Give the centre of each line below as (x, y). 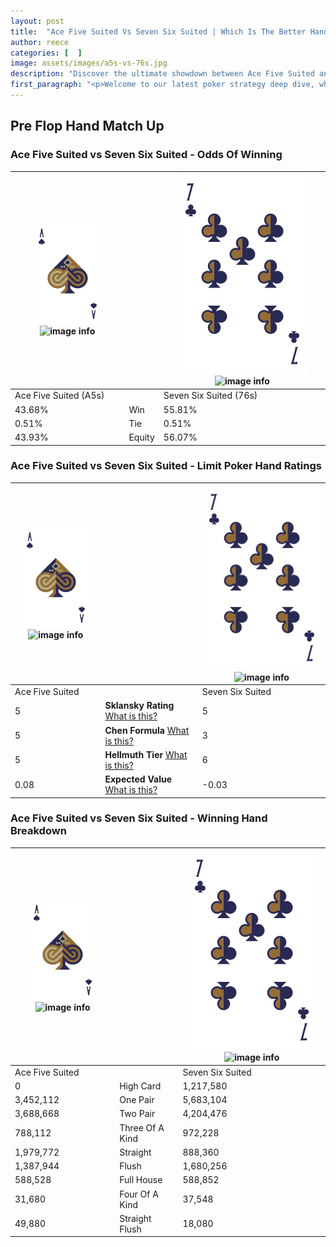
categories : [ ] (46, 53)
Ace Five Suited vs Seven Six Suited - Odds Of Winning (146, 155)
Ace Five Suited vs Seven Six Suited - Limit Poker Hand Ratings (166, 466)
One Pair (137, 1100)
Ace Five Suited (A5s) (59, 396)
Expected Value (138, 779)
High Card (140, 1086)
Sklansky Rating (139, 706)
